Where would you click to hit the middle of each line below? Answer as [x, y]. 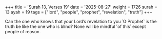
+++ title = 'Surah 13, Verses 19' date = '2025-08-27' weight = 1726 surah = [81, 7]
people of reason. [23, 32]
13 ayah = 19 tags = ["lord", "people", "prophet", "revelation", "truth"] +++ [79, 12]
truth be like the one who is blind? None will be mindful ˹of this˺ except [76, 26]
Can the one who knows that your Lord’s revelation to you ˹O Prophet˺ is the [81, 21]
